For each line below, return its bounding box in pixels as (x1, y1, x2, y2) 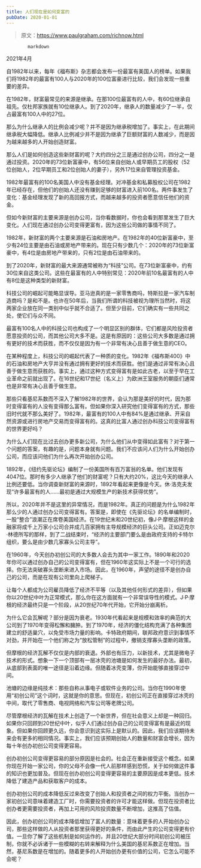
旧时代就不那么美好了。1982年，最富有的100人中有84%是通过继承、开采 (6, 410, 185, 417)
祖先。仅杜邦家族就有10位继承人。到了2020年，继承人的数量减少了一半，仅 (6, 103, 193, 110)
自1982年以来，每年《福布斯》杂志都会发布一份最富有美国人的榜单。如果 (6, 67, 186, 75)
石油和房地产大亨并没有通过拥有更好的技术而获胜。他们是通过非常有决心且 (11, 360, 195, 367)
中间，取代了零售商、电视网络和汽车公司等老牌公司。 (6, 699, 138, 706)
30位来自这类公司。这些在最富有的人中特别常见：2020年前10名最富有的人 (6, 269, 188, 276)
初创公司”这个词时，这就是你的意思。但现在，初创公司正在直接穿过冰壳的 (14, 692, 194, 699)
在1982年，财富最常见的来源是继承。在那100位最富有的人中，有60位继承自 (6, 95, 191, 103)
